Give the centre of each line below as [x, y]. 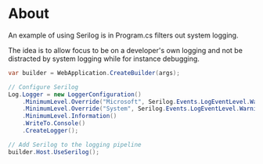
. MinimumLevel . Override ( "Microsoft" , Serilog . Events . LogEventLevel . [136, 102]
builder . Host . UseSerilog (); [54, 152]
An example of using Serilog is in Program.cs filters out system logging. [123, 35]
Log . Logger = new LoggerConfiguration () [75, 94]
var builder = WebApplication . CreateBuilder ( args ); [94, 73]
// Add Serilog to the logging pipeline [75, 144]
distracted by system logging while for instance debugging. [104, 59]
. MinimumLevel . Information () [70, 116]
